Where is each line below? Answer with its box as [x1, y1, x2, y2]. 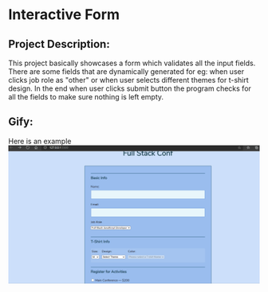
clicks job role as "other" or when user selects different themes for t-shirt [8, 76, 249, 84]
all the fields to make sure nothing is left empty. [8, 92, 164, 101]
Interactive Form [8, 6, 120, 24]
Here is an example [8, 136, 72, 146]
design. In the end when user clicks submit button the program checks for [8, 84, 251, 93]
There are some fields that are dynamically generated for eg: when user [8, 67, 245, 76]
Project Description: [8, 37, 110, 51]
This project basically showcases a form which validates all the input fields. [8, 58, 256, 68]
